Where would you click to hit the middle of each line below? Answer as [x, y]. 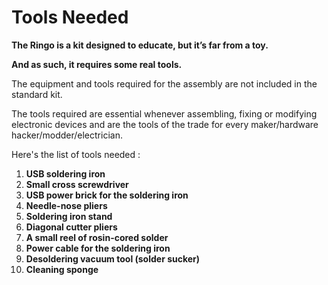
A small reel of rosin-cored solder [97, 237]
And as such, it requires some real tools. [97, 64]
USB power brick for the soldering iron [107, 195]
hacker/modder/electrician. [67, 135]
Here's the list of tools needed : [76, 154]
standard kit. [37, 94]
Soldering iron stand [69, 216]
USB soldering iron [65, 173]
